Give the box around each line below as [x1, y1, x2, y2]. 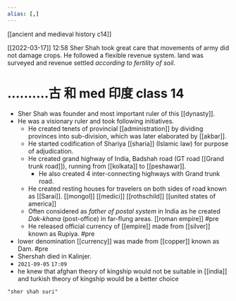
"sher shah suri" [7, 288, 58, 295]
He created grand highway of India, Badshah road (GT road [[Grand [27, 154, 224, 163]
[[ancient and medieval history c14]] [7, 30, 112, 38]
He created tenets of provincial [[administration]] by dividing [27, 124, 204, 133]
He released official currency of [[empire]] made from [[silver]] [27, 222, 211, 230]
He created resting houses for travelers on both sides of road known [27, 184, 227, 193]
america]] [27, 199, 56, 208]
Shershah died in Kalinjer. [17, 252, 92, 260]
